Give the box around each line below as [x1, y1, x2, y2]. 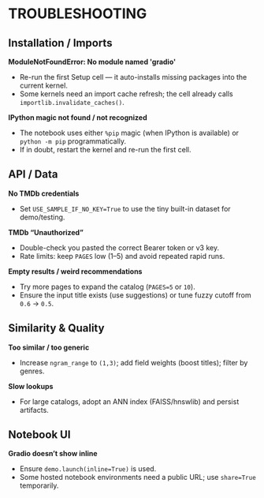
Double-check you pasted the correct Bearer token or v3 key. [19, 242, 219, 253]
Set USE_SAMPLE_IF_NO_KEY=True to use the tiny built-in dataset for [19, 204, 231, 213]
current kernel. [19, 81, 69, 90]
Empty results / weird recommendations [8, 266, 143, 276]
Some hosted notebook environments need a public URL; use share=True [19, 473, 256, 482]
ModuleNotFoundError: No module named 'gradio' [8, 57, 176, 66]
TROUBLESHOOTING [8, 5, 147, 23]
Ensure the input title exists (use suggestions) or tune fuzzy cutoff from [19, 290, 252, 300]
